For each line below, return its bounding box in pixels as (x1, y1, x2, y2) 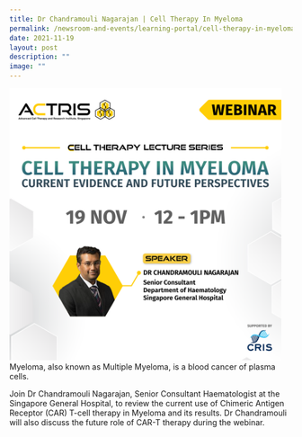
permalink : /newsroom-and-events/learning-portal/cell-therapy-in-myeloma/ (9, 23, 299, 33)
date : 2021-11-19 (9, 33, 75, 42)
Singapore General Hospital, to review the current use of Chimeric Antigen (9, 398, 285, 408)
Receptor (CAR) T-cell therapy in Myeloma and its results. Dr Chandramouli (9, 407, 288, 418)
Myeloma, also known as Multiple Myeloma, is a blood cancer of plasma (9, 361, 276, 372)
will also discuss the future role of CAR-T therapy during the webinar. (9, 417, 265, 427)
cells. (9, 371, 30, 381)
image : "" (9, 62, 47, 71)
